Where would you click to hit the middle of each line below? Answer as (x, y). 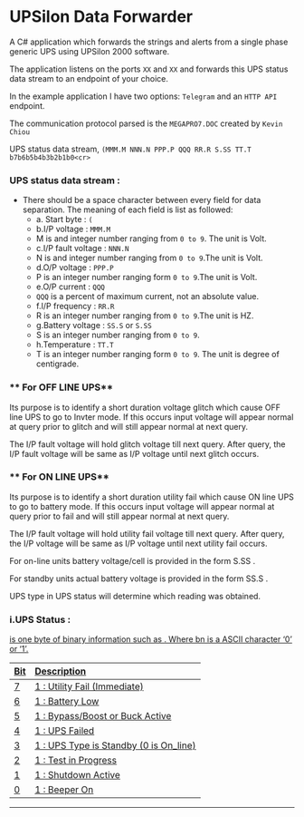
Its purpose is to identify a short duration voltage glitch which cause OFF (145, 407)
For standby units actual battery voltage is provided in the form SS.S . (139, 579)
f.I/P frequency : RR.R (75, 306)
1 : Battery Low (67, 702)
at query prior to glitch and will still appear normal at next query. (129, 426)
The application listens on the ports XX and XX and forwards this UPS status (149, 69)
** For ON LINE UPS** (60, 477)
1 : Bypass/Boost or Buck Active (103, 716)
